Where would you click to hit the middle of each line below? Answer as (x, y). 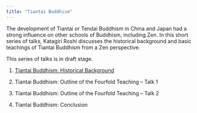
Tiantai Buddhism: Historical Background (64, 70)
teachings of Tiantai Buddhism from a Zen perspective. (73, 47)
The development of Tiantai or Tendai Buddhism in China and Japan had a (97, 28)
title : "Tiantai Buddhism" (39, 12)
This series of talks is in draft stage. (50, 59)
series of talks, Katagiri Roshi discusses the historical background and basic (99, 41)
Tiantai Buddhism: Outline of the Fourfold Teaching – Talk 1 (86, 82)
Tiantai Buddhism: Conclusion (51, 105)
